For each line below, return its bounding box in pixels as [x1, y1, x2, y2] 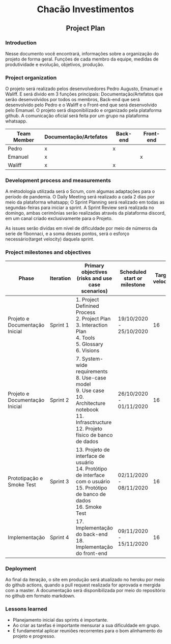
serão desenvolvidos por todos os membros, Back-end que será [5, 97, 140, 103]
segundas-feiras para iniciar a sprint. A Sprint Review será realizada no [5, 204, 154, 211]
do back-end [75, 531, 108, 538]
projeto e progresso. [12, 633, 56, 639]
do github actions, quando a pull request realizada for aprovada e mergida [5, 582, 161, 588]
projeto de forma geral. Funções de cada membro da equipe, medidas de [5, 56, 159, 62]
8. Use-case [75, 374, 106, 381]
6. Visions [75, 347, 100, 354]
